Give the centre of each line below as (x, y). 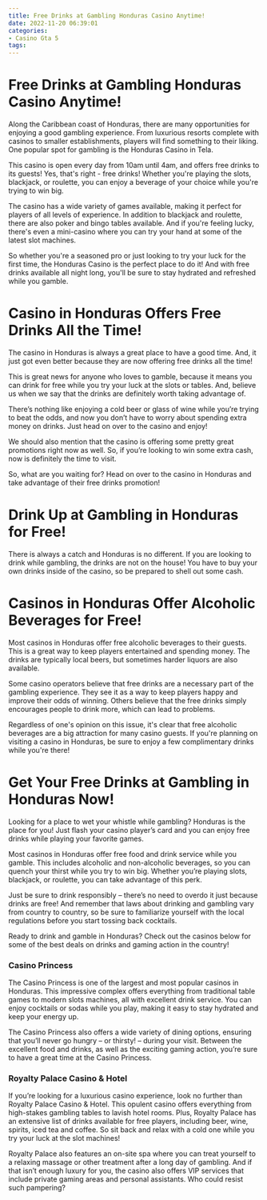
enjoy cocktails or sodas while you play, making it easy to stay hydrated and (133, 1008)
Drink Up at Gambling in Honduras (124, 515)
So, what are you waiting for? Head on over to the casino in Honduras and (130, 474)
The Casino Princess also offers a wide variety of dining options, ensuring (130, 1032)
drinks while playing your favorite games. (76, 838)
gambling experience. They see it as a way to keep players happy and (123, 692)
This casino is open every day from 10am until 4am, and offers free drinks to (134, 166)
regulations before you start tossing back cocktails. (93, 920)
